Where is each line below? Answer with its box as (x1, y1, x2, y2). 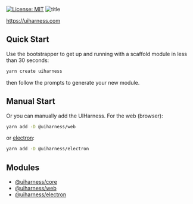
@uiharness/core (14, 178, 58, 186)
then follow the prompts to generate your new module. (6, 79, 140, 86)
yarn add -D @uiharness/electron (6, 146, 89, 152)
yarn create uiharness (6, 68, 63, 74)
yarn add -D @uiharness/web (6, 123, 76, 129)
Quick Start (6, 35, 49, 45)
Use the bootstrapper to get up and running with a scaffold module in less (6, 50, 188, 57)
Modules (6, 162, 40, 172)
